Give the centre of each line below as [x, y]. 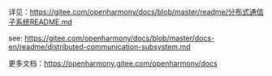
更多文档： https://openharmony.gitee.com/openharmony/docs [113, 63]
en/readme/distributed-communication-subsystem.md [99, 46]
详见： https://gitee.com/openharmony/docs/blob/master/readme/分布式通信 [136, 12]
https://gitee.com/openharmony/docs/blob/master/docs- [119, 38]
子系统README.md [41, 22]
